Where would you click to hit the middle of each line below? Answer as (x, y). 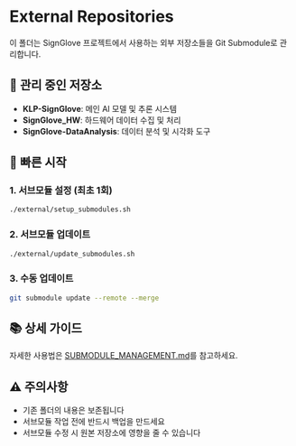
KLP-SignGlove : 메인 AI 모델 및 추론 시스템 (100, 108)
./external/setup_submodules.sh (70, 209)
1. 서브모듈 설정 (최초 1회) (61, 190)
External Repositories (92, 17)
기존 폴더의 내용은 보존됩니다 (73, 410)
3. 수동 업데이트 (42, 279)
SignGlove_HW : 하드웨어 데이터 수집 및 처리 (102, 120)
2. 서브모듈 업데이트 (50, 235)
